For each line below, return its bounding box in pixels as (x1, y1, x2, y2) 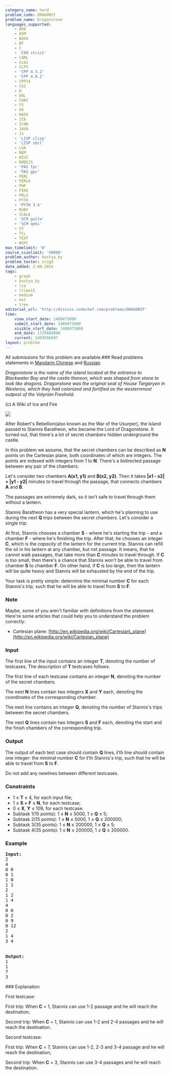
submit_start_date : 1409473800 (14, 321, 81, 326)
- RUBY (14, 207, 29, 212)
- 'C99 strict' (14, 50, 47, 55)
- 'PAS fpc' (14, 164, 40, 169)
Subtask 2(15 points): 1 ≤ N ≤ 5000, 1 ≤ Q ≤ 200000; (12, 816, 123, 822)
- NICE (14, 155, 29, 160)
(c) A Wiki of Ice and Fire (5, 401, 58, 407)
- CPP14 (14, 79, 31, 84)
